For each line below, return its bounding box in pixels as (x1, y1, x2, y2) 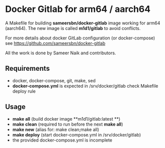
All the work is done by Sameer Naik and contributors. (5, 50, 116, 56)
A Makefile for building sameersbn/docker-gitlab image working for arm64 (5, 20, 161, 26)
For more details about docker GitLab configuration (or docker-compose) (5, 35, 156, 41)
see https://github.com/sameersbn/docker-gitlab (5, 40, 106, 46)
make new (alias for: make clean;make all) (12, 126, 100, 133)
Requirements (5, 64, 50, 73)
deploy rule (12, 88, 36, 94)
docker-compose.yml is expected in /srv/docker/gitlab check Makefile (12, 83, 159, 89)
